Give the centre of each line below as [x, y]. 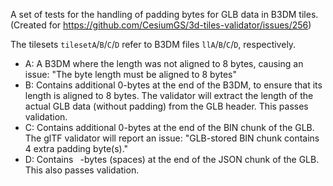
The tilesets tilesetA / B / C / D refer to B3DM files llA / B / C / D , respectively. [153, 44]
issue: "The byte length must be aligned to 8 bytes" [130, 74]
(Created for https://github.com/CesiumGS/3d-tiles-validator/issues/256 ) [161, 25]
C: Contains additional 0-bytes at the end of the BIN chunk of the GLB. [169, 127]
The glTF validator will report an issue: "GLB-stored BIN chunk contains [172, 138]
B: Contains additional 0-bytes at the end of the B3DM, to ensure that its [173, 85]
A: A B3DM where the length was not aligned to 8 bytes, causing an [164, 63]
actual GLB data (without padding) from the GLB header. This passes [166, 106]
